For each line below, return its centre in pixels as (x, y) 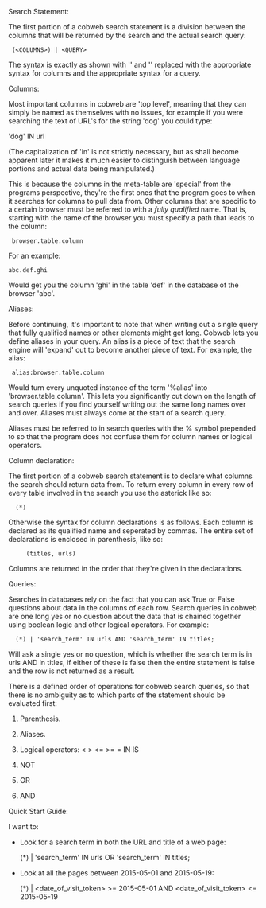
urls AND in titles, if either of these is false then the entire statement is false (132, 662)
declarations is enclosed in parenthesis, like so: (85, 539)
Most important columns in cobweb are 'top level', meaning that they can (127, 104)
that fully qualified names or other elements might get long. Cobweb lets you (133, 333)
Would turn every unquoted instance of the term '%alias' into (108, 388)
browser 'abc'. (32, 293)
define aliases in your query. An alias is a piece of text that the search (122, 341)
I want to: (23, 826)
